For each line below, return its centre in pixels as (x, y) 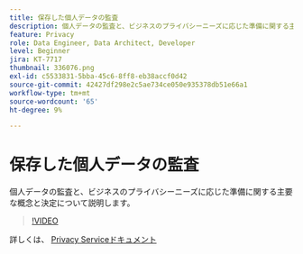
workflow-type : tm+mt (50, 93)
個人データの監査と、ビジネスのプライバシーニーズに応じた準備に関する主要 (151, 192)
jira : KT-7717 (36, 59)
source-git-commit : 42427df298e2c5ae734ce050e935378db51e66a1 (129, 85)
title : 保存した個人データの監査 (64, 18)
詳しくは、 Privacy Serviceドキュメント (83, 240)
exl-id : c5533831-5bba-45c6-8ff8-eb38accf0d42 (98, 77)
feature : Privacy (42, 34)
